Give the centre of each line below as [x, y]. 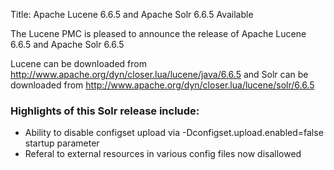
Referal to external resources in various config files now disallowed [163, 154]
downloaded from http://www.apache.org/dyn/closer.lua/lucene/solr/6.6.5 [162, 85]
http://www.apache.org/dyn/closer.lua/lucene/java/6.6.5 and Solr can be [159, 74]
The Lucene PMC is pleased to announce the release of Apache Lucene [158, 33]
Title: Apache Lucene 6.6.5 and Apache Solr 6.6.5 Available [132, 14]
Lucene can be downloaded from [78, 63]
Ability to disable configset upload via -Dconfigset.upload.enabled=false [174, 133]
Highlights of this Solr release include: [105, 111]
